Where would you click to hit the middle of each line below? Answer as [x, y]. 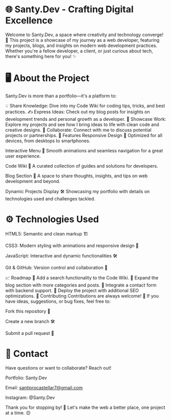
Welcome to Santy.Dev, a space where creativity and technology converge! [84, 35]
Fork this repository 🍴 [28, 311]
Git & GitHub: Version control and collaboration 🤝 [57, 267]
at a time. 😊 [18, 413]
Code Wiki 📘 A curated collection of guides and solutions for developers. [82, 166]
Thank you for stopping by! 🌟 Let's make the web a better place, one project [85, 407]
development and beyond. [33, 181]
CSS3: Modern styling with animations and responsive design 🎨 [72, 245]
